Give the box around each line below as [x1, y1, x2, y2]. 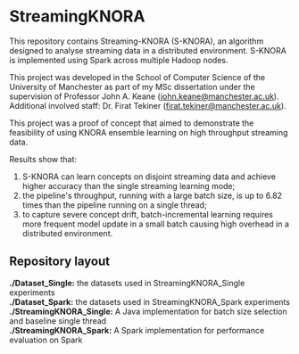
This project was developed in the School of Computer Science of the [9, 71, 266, 82]
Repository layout [9, 254, 110, 269]
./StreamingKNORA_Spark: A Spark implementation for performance [9, 325, 265, 335]
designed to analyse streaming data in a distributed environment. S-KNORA [9, 45, 287, 55]
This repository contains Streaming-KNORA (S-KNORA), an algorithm [9, 36, 264, 46]
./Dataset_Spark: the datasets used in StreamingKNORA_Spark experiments [9, 296, 290, 307]
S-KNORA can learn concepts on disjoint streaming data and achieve [21, 171, 277, 182]
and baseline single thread [9, 315, 107, 326]
